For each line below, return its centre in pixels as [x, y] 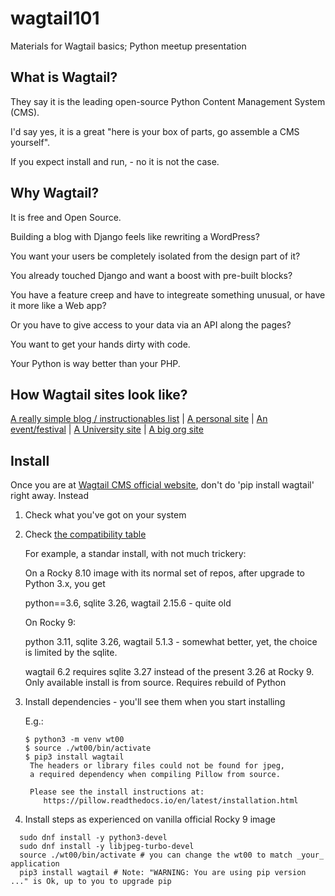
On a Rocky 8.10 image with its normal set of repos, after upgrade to [165, 573]
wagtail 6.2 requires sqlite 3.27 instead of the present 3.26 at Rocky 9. [169, 672]
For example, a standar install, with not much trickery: [135, 554]
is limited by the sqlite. [71, 653]
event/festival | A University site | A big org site [107, 429]
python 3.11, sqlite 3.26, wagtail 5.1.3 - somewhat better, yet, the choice [171, 642]
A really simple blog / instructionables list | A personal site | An [139, 419]
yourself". [30, 142]
